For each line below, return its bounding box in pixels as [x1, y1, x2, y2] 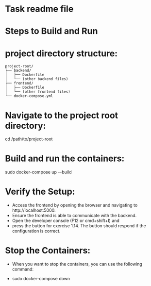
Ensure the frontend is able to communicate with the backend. [12, 213, 137, 219]
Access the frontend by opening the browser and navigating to [12, 202, 138, 208]
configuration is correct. [12, 228, 61, 234]
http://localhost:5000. [12, 207, 56, 213]
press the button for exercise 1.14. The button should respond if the [12, 223, 147, 229]
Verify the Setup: [5, 186, 75, 197]
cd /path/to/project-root [5, 136, 53, 142]
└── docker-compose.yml [5, 94, 53, 99]
